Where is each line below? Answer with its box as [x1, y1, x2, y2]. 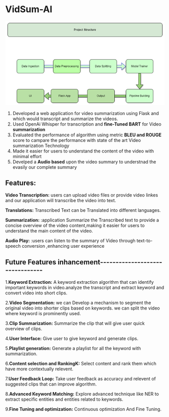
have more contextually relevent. [5, 366, 73, 372]
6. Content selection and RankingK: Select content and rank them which [5, 361, 157, 367]
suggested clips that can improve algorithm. [5, 381, 97, 387]
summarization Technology [12, 142, 70, 148]
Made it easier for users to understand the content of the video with [12, 148, 154, 154]
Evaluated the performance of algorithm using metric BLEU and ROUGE [12, 132, 162, 138]
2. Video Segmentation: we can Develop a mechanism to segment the [5, 300, 151, 306]
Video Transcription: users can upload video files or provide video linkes [5, 192, 158, 198]
